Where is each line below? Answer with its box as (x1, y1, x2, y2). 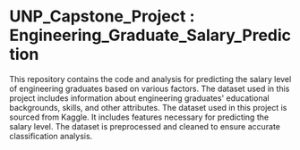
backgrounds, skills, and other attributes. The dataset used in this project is (9, 102, 287, 112)
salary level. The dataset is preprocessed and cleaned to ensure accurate (9, 121, 280, 131)
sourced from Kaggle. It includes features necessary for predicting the (9, 112, 270, 122)
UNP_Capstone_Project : (9, 6, 195, 27)
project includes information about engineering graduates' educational (9, 92, 270, 104)
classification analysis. (9, 130, 93, 141)
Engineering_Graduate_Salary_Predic (9, 25, 292, 46)
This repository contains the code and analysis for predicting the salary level (9, 73, 292, 84)
